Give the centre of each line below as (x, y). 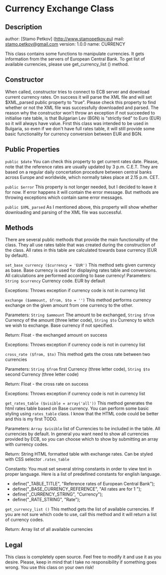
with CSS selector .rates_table (37, 460)
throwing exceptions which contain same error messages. (64, 197)
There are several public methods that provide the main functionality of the (82, 240)
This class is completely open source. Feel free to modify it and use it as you (83, 557)
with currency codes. (27, 445)
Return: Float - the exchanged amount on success (56, 335)
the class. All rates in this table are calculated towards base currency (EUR (81, 250)
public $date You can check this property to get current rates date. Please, (82, 161)
